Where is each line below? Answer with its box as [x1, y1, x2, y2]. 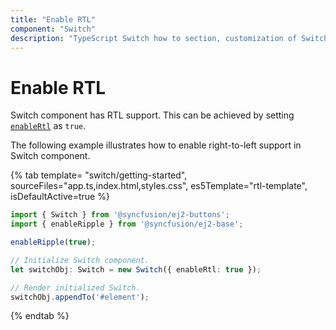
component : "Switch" [10, 24, 97, 34]
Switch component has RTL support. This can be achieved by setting [10, 109, 295, 121]
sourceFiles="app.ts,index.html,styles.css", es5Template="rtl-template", [10, 180, 308, 192]
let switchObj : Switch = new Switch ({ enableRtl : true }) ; [10, 264, 262, 275]
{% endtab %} [10, 310, 70, 322]
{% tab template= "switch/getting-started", [10, 169, 188, 181]
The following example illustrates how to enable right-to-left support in [10, 139, 302, 151]
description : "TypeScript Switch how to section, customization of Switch [10, 33, 329, 43]
